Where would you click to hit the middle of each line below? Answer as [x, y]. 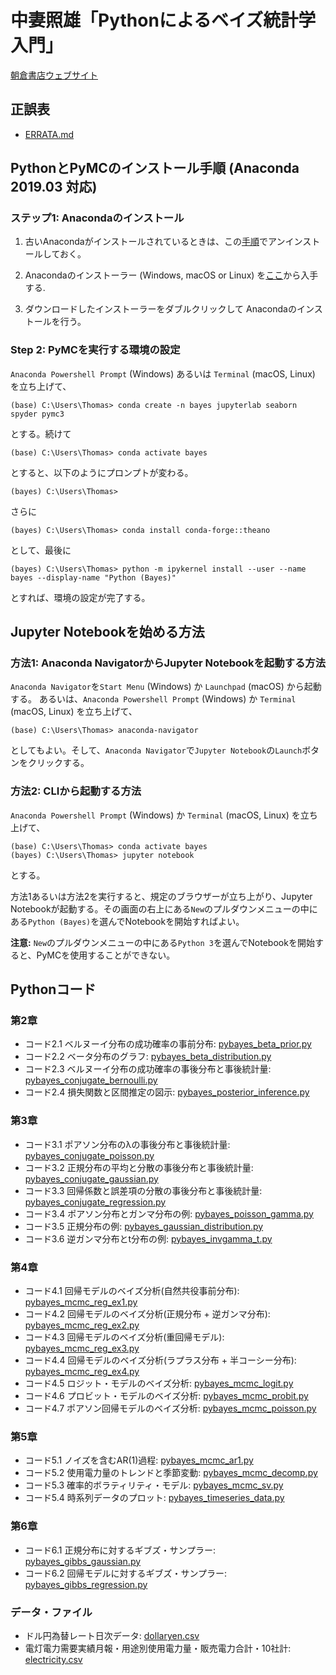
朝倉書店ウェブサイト [54, 75]
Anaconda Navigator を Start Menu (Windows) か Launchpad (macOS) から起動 [166, 687]
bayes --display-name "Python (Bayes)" [93, 577]
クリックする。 [58, 763]
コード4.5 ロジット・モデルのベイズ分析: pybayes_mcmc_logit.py [159, 1383]
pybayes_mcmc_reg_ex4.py [82, 1371]
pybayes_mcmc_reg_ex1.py [81, 1302]
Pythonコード [53, 989]
